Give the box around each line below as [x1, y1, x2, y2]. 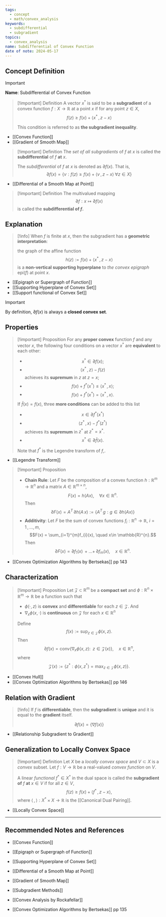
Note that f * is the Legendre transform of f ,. [17, 446, 106, 453]
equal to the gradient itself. [17, 712, 73, 718]
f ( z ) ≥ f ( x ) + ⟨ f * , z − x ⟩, [66, 788, 112, 795]
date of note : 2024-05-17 [5, 48, 58, 53]
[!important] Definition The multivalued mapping [17, 190, 115, 196]
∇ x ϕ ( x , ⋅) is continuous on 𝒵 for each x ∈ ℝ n [24, 609, 116, 617]
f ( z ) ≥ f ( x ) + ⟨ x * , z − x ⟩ [66, 113, 112, 120]
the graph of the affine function [17, 248, 82, 254]
